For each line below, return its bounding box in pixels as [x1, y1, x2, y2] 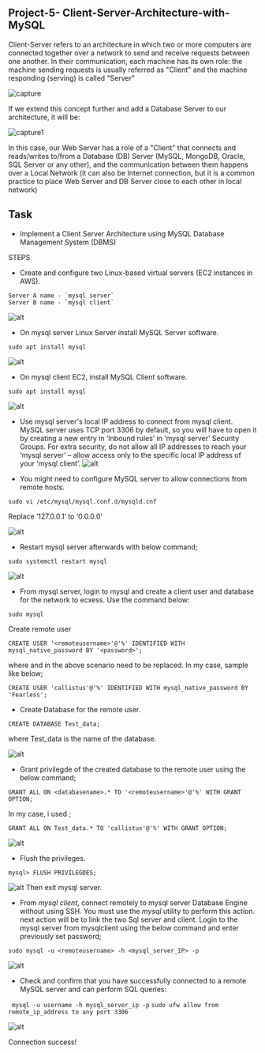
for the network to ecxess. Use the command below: [19, 594, 191, 604]
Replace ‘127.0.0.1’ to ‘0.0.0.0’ [8, 511, 103, 521]
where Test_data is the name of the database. [8, 734, 157, 743]
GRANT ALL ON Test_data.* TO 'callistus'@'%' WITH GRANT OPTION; [8, 824, 227, 832]
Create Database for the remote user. [19, 704, 141, 714]
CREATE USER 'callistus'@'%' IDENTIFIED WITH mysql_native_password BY [8, 684, 248, 692]
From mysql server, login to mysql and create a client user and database [19, 587, 255, 596]
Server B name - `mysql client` [8, 298, 114, 307]
